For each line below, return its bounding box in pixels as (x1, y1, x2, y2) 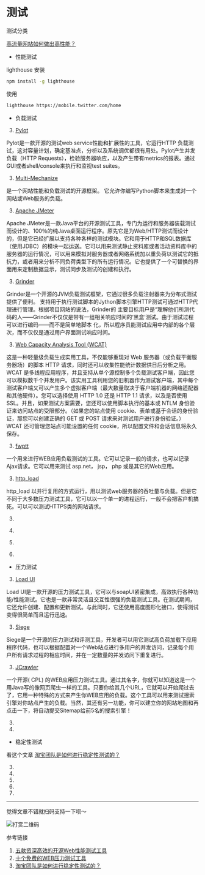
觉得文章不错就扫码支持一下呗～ (6, 808, 87, 815)
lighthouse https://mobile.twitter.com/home (6, 102, 121, 108)
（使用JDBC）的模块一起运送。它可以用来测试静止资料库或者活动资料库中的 (6, 242, 197, 250)
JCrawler (15, 663, 38, 670)
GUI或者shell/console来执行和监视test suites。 (6, 162, 123, 169)
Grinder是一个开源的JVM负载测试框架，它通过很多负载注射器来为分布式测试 (6, 290, 197, 298)
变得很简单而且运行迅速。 (6, 610, 71, 618)
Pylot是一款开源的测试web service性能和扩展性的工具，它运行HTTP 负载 (6, 139, 189, 146)
